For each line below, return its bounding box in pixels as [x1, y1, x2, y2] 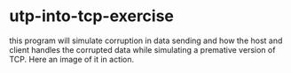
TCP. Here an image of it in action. [9, 54, 135, 64]
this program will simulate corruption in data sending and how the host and [9, 35, 283, 46]
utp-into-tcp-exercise [9, 6, 175, 26]
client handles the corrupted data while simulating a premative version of [9, 44, 276, 55]
